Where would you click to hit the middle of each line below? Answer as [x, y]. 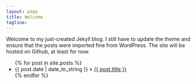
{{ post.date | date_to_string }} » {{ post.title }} [71, 69]
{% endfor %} [31, 75]
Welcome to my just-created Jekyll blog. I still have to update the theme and [98, 39]
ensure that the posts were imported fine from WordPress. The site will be [96, 45]
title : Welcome [25, 17]
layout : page [22, 11]
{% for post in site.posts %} [48, 63]
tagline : [17, 22]
